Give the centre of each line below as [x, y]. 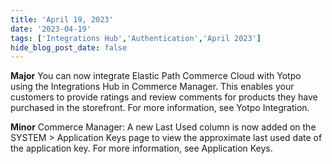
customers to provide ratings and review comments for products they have [164, 97]
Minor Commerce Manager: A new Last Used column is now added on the [163, 127]
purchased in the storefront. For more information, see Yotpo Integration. [160, 108]
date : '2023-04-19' [51, 29]
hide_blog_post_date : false [69, 47]
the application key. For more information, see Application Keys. [141, 148]
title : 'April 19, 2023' [62, 19]
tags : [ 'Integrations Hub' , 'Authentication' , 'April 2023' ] [136, 38]
